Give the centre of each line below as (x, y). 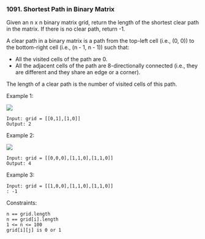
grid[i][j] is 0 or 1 (34, 230)
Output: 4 (19, 164)
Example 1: (20, 96)
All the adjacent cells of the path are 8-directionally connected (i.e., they (106, 66)
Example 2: (20, 135)
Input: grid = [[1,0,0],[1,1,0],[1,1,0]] (60, 186)
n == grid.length (28, 214)
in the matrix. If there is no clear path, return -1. (66, 29)
